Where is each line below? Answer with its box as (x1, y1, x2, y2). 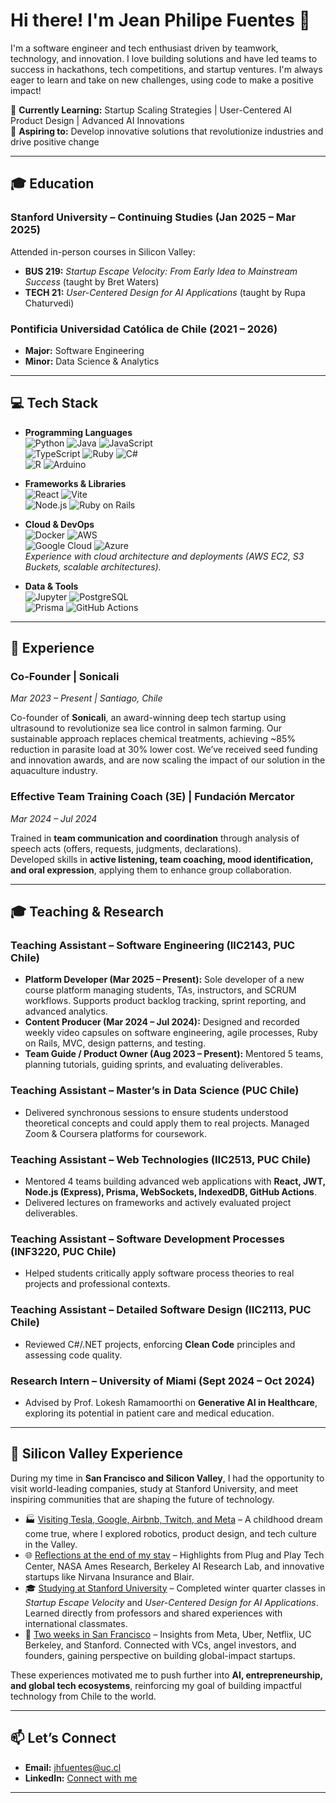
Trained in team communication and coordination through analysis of (10, 832, 300, 844)
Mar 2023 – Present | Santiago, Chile (10, 692, 163, 704)
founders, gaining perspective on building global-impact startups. (24, 1649, 296, 1661)
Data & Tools (24, 580, 79, 592)
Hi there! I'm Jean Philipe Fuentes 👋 (10, 9, 311, 32)
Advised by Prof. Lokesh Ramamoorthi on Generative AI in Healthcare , (24, 1396, 318, 1408)
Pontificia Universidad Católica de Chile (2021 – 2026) (10, 322, 278, 336)
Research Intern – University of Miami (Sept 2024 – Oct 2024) (10, 1374, 315, 1388)
